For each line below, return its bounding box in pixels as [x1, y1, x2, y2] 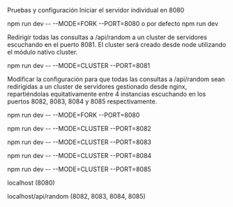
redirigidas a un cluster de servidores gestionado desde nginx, [7, 83, 187, 90]
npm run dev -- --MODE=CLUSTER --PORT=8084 [7, 152, 152, 159]
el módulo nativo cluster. [7, 48, 78, 56]
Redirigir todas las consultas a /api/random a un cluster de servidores [7, 33, 207, 41]
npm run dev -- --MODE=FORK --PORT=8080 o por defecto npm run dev [7, 20, 218, 27]
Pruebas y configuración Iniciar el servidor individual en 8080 [7, 6, 185, 14]
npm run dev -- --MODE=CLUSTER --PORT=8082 [7, 124, 151, 132]
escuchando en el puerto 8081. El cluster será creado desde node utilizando [7, 41, 227, 48]
